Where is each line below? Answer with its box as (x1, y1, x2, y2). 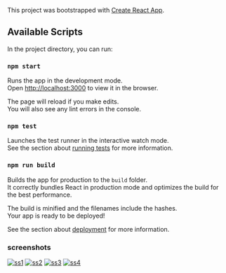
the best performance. (7, 190, 72, 199)
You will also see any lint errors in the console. (7, 105, 142, 113)
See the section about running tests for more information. (7, 143, 173, 153)
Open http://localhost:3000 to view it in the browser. (7, 84, 159, 92)
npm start (7, 62, 41, 70)
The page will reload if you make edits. (7, 97, 119, 106)
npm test (7, 122, 37, 130)
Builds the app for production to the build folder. (7, 175, 148, 184)
